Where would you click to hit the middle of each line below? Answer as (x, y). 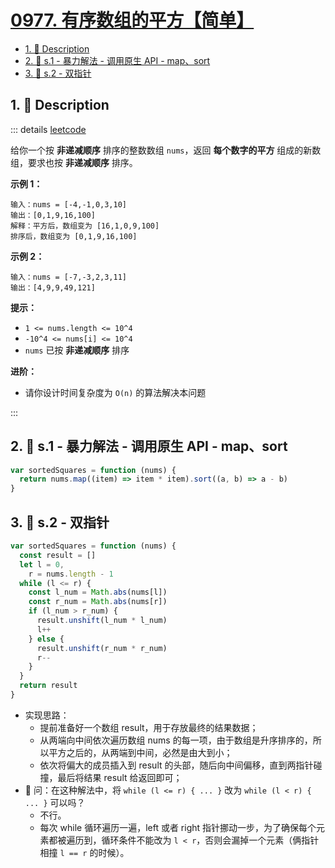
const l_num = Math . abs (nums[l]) (98, 592)
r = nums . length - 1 (71, 574)
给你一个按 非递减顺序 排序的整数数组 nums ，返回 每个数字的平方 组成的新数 (166, 150)
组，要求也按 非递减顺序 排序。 (74, 162)
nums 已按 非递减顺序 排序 (77, 350)
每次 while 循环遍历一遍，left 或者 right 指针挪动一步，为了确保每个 (178, 827)
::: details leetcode (48, 129)
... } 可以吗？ (55, 802)
